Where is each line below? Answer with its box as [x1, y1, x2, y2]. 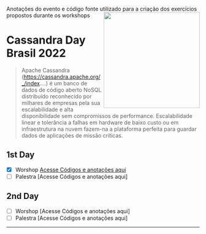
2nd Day [6, 191, 39, 201]
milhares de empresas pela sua [21, 99, 101, 106]
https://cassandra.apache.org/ [23, 73, 101, 80]
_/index [21, 79, 40, 87]
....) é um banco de [39, 79, 88, 87]
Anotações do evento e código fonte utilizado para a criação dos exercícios [6, 6, 197, 12]
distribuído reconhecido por [21, 92, 92, 100]
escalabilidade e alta [21, 106, 74, 113]
